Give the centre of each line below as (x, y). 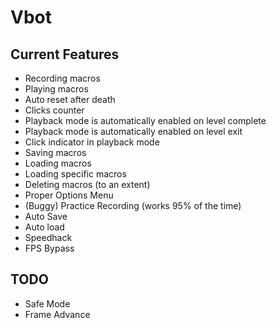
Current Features (65, 54)
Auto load (44, 227)
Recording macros (62, 78)
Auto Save (46, 216)
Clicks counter (54, 110)
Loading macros (58, 163)
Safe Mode (47, 303)
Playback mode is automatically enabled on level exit (133, 131)
